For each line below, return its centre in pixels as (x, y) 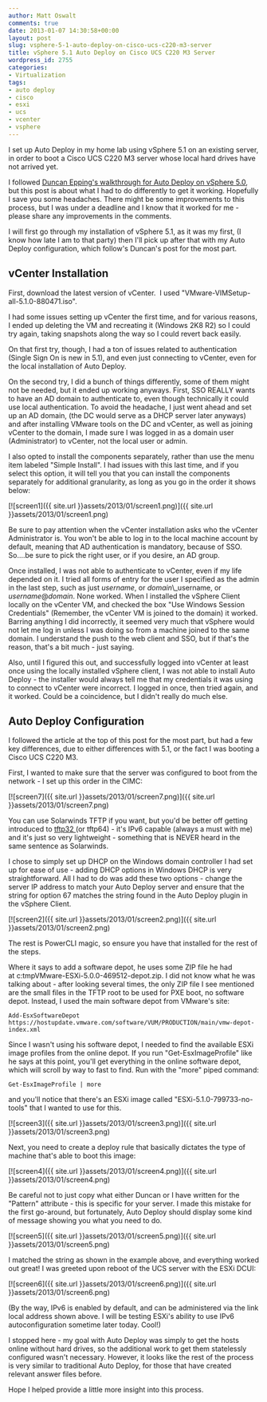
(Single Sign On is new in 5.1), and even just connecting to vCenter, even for (132, 357)
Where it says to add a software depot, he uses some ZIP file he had (120, 967)
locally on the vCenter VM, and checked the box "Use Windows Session (127, 604)
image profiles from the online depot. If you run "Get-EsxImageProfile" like (130, 1053)
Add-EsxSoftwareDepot (44, 1016)
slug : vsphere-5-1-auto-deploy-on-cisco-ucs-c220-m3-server (110, 45)
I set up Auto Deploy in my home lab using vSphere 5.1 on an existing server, (133, 149)
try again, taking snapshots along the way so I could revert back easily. (125, 334)
